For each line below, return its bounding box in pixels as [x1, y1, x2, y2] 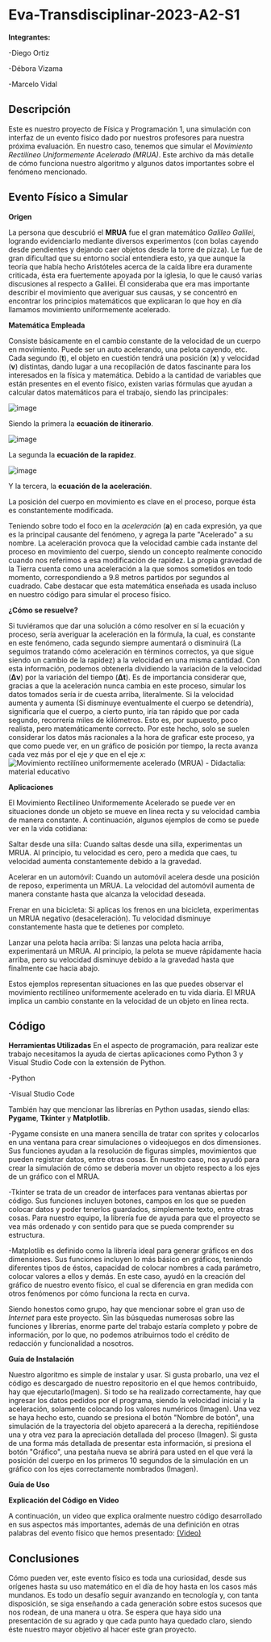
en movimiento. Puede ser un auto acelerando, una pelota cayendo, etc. [8, 345, 248, 354]
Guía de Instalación [8, 1354, 75, 1364]
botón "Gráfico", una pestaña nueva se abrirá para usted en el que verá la [8, 1447, 253, 1457]
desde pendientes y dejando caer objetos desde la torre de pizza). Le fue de [8, 244, 263, 254]
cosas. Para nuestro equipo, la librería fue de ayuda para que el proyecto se [8, 1213, 261, 1223]
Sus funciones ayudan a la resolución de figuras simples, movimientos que [8, 1146, 256, 1155]
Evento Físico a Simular [8, 190, 128, 204]
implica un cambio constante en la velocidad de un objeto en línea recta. [8, 996, 249, 1005]
